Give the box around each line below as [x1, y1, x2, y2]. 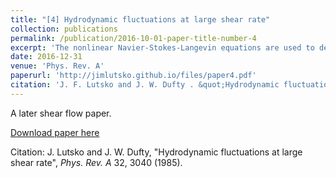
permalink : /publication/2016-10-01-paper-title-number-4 [10, 33, 257, 43]
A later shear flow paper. [10, 107, 112, 119]
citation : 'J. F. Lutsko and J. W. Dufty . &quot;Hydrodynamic [10, 80, 280, 90]
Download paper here [10, 126, 100, 138]
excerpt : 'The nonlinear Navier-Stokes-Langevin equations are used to [10, 42, 315, 53]
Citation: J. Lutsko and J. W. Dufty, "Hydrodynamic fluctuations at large [10, 146, 303, 158]
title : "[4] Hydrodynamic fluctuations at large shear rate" [10, 14, 271, 25]
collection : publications [10, 24, 118, 34]
